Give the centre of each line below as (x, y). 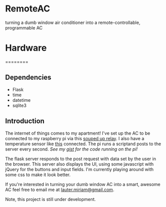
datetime (21, 100)
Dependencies (28, 78)
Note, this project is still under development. (51, 199)
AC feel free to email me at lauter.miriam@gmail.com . (60, 190)
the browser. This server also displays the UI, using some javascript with (80, 164)
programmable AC (24, 27)
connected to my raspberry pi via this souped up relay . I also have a (75, 138)
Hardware (26, 48)
